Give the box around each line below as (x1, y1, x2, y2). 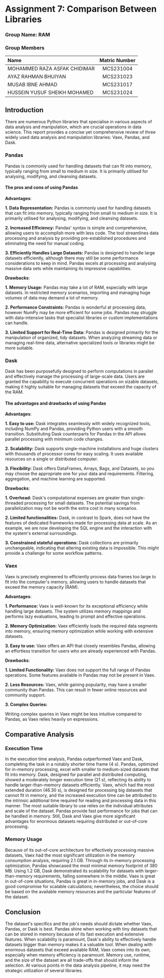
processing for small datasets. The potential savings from (24, 500, 140, 506)
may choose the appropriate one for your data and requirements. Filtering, (5, 471, 155, 477)
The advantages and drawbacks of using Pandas (5, 400, 106, 406)
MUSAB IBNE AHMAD (7, 81, 58, 88)
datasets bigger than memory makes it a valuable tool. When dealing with (5, 942, 153, 948)
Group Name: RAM (5, 31, 50, 38)
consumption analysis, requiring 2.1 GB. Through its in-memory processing (5, 857, 155, 863)
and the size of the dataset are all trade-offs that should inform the (5, 957, 139, 963)
